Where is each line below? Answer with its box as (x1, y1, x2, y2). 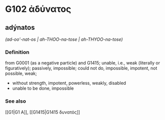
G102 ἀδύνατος (5, 3, 72, 15)
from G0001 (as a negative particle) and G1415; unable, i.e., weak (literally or (5, 60, 161, 66)
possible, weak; (5, 70, 37, 76)
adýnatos (5, 23, 35, 32)
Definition (5, 49, 30, 56)
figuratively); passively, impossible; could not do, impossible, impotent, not (5, 65, 158, 71)
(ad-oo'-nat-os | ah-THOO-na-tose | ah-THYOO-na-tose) (5, 36, 123, 42)
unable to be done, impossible (12, 85, 74, 91)
